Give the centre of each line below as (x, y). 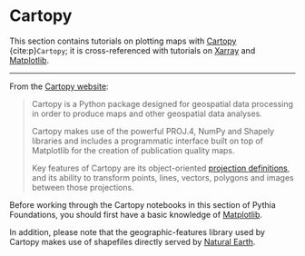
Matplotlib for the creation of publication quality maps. (133, 150)
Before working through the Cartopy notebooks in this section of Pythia (143, 204)
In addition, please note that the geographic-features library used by (138, 231)
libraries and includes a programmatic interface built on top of (147, 141)
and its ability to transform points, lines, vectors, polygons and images (162, 177)
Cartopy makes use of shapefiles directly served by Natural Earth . (133, 241)
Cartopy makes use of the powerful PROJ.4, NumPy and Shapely (153, 131)
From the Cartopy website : (59, 86)
